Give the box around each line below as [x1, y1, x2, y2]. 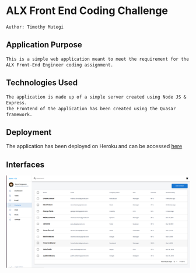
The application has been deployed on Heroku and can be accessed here [6, 143, 183, 150]
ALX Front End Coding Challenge [6, 4, 168, 17]
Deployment [6, 127, 52, 137]
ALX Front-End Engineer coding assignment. [6, 62, 114, 68]
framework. [6, 111, 33, 117]
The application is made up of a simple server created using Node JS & [6, 94, 187, 100]
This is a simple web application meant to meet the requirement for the [6, 56, 190, 62]
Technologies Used [6, 78, 78, 88]
